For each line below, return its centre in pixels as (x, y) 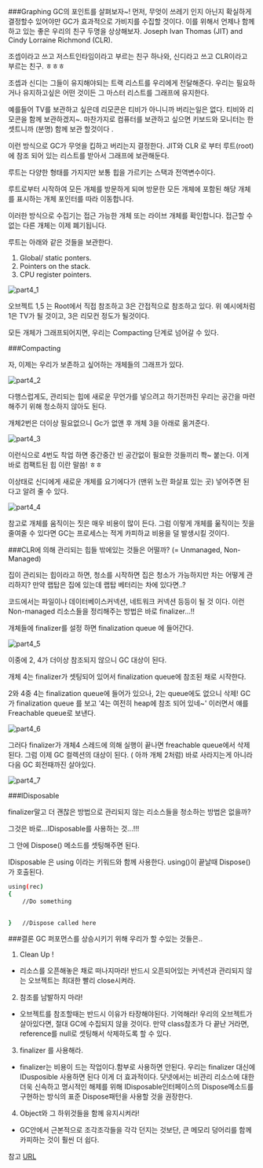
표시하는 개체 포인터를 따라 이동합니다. (75, 199)
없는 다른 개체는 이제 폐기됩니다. (58, 225)
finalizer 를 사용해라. (51, 1050)
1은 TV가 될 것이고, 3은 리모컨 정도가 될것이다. (79, 316)
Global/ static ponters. (55, 258)
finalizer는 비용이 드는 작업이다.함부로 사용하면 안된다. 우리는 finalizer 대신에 (137, 1067)
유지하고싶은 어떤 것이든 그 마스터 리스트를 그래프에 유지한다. (116, 92)
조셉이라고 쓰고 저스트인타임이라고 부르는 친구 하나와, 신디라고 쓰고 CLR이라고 (128, 56)
